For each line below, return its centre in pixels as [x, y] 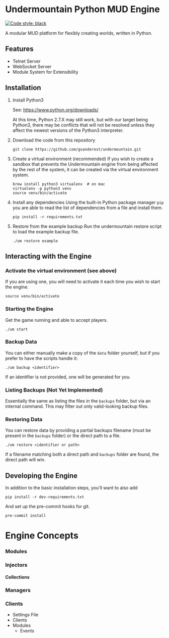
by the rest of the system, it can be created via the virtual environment [85, 169]
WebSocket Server [32, 66]
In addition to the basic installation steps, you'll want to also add [71, 488]
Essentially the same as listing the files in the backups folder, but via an [78, 401]
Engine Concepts [42, 536]
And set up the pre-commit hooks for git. [48, 507]
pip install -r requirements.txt [48, 217]
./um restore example [35, 241]
